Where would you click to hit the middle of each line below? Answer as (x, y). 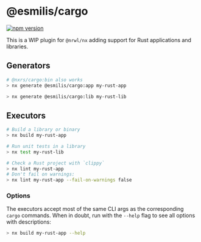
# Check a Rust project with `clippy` (55, 163)
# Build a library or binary (43, 130)
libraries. (17, 46)
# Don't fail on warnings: (41, 174)
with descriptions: (29, 222)
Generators (28, 66)
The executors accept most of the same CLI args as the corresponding (95, 209)
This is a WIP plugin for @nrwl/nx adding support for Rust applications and (99, 40)
